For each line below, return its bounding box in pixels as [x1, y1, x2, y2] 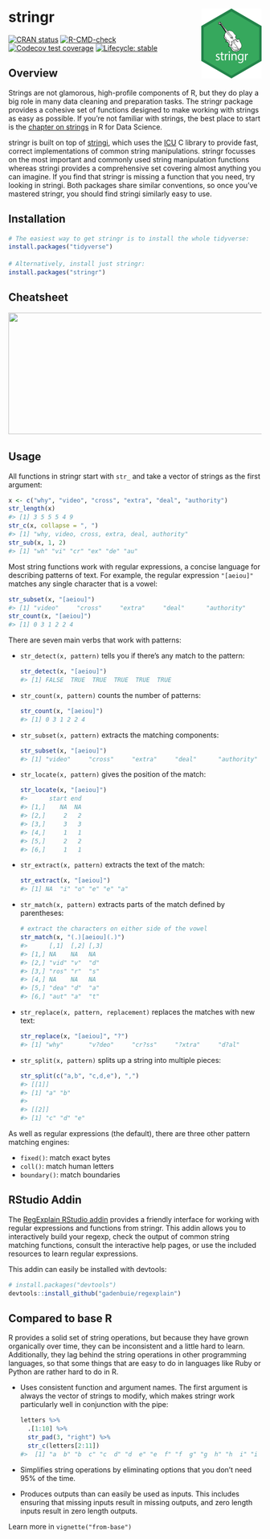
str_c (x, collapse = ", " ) [8, 522, 99, 530]
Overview [8, 67, 59, 80]
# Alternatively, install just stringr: [8, 260, 146, 269]
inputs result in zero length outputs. [19, 1506, 138, 1516]
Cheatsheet [8, 290, 68, 305]
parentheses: [19, 909, 64, 918]
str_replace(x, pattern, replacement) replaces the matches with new [19, 1008, 256, 1017]
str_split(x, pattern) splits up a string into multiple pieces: [19, 1055, 222, 1065]
